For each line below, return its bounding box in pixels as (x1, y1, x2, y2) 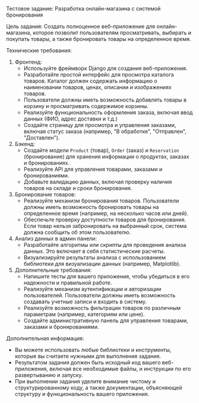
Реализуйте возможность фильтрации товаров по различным (23, 304, 181, 311)
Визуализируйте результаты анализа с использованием (23, 254, 166, 261)
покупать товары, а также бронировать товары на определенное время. (6, 36, 191, 42)
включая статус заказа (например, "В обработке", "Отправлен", (23, 128, 187, 135)
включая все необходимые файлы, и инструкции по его (49, 365, 191, 372)
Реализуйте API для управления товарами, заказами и (23, 166, 163, 173)
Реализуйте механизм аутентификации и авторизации (23, 285, 162, 293)
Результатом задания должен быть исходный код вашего (14, 359, 161, 366)
